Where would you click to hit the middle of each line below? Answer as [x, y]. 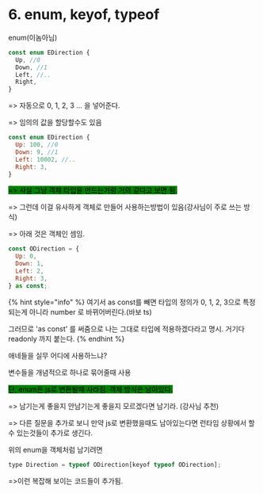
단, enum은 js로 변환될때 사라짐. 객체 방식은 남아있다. [91, 389]
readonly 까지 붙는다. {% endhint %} [67, 338]
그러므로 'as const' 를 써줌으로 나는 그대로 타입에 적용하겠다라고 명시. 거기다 [127, 329]
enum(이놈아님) [33, 37]
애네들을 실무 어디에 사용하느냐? [58, 355]
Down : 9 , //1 [37, 152]
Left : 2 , [30, 271]
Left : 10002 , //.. [46, 159]
